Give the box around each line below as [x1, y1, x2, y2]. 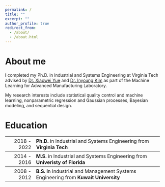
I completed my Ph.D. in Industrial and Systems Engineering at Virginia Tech [5, 72, 159, 78]
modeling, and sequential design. [5, 102, 73, 108]
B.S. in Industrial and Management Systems [36, 168, 137, 175]
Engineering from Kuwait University [36, 174, 120, 181]
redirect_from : [5, 26, 36, 31]
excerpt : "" [5, 16, 29, 21]
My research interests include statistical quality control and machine [5, 92, 143, 98]
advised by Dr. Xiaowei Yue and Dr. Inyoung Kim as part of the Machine [5, 77, 150, 83]
